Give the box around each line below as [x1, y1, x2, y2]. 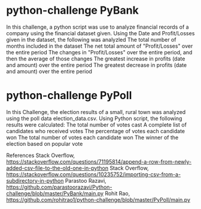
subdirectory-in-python [6, 177, 64, 184]
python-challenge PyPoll [6, 89, 132, 102]
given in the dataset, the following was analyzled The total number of [6, 36, 176, 43]
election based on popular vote [6, 140, 83, 147]
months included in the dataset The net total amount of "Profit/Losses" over [6, 42, 193, 50]
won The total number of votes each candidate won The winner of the [6, 134, 179, 141]
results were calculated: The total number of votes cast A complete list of [6, 121, 187, 128]
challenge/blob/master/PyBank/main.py [6, 189, 103, 197]
